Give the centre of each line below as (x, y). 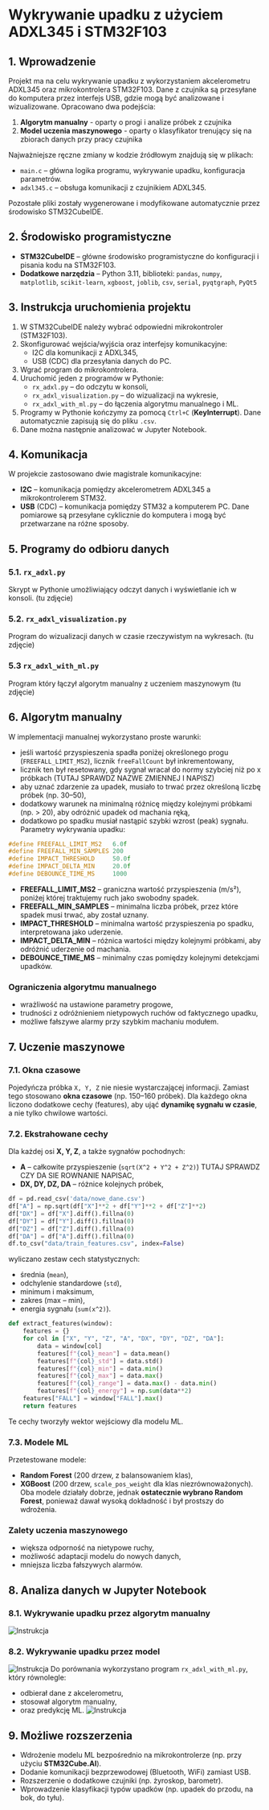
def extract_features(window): (61, 1324)
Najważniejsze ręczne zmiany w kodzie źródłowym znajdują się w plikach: (131, 155)
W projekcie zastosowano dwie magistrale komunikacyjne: (105, 474)
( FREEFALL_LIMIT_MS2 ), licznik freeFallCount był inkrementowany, (127, 761)
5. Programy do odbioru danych (89, 549)
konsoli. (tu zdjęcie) (41, 598)
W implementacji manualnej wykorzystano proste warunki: (105, 736)
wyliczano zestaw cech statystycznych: (74, 1259)
